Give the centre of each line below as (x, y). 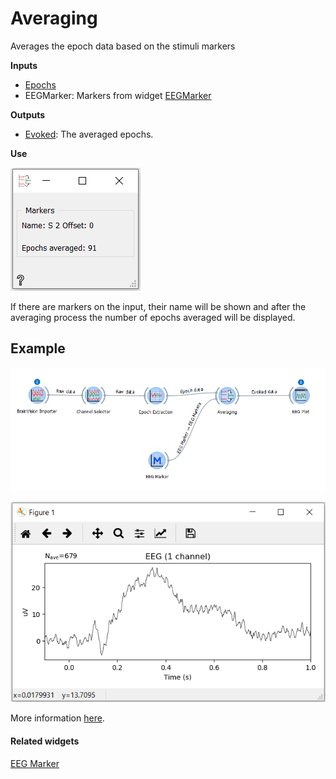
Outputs (28, 114)
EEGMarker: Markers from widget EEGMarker (118, 95)
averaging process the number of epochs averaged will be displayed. (153, 317)
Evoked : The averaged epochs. (89, 134)
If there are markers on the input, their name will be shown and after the (158, 306)
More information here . (57, 718)
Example (38, 348)
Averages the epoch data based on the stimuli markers (123, 46)
